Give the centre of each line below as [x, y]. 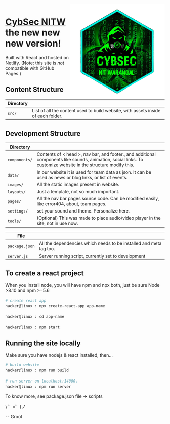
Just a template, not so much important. [78, 191]
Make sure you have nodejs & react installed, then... [59, 355]
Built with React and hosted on [37, 57]
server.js [18, 256]
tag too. [47, 248]
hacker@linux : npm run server [38, 386]
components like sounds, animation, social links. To [90, 159]
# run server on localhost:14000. [42, 381]
